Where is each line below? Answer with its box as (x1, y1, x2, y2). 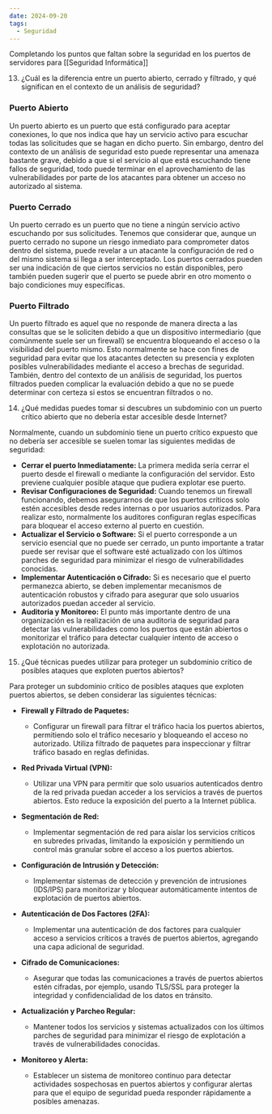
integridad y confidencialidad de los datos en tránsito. (32, 991, 213, 1000)
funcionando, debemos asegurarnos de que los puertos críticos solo (20, 495, 250, 505)
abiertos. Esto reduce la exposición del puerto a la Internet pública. (32, 796, 257, 806)
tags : (9, 19, 28, 28)
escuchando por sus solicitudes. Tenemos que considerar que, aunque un (9, 228, 257, 238)
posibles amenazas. (32, 1096, 100, 1107)
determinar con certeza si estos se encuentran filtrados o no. (9, 388, 214, 397)
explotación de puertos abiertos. (32, 893, 142, 903)
